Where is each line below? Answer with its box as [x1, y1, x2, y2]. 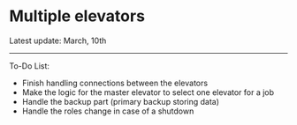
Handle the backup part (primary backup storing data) [21, 96, 219, 107]
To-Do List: [9, 60, 50, 71]
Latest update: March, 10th [9, 35, 107, 46]
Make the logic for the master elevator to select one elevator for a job [21, 86, 275, 98]
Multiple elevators [9, 6, 146, 26]
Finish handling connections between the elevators [21, 77, 209, 88]
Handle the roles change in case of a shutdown [21, 106, 194, 116]
